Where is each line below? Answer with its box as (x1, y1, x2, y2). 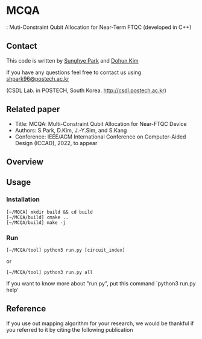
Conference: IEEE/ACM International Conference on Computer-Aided (14, 133, 186, 140)
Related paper (6, 104, 60, 114)
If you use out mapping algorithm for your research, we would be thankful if (6, 320, 194, 327)
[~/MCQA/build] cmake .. (6, 214, 69, 220)
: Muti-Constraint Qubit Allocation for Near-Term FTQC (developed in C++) (6, 23, 192, 31)
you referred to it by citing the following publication (6, 326, 134, 333)
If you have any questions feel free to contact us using (6, 69, 142, 76)
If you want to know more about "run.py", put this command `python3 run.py (6, 279, 196, 287)
